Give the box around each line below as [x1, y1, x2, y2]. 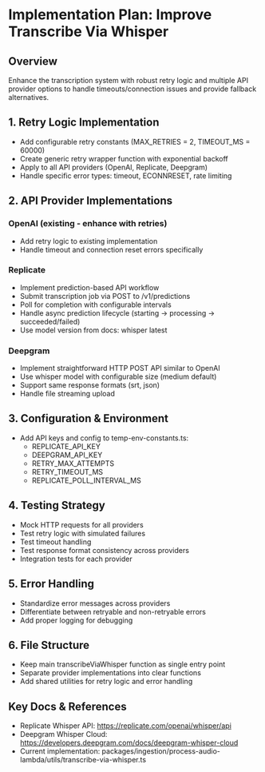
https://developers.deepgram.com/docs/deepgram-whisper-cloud [19, 738, 239, 748]
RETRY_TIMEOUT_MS [31, 467, 104, 476]
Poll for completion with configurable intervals [19, 300, 172, 309]
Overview [8, 54, 58, 68]
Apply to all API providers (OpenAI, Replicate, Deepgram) [19, 162, 208, 172]
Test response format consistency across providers [19, 545, 190, 555]
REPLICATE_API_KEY [31, 441, 101, 451]
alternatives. [8, 93, 49, 101]
